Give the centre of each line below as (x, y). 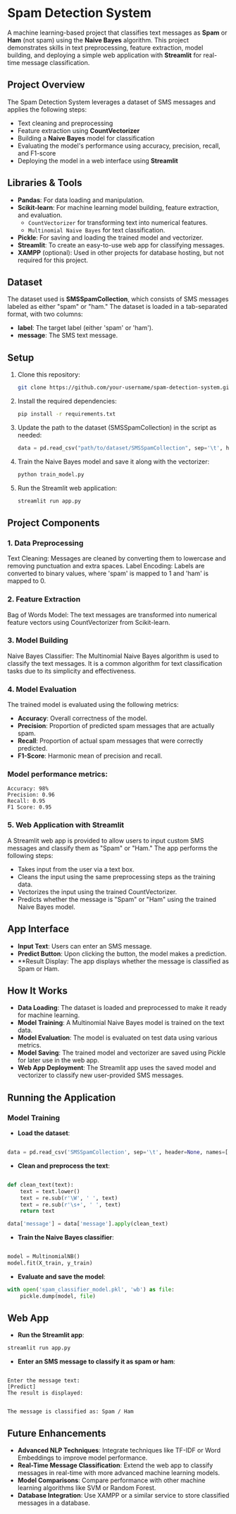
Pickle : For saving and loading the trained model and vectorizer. (110, 237)
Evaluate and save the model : (61, 1277)
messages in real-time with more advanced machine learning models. (119, 1473)
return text (37, 1211)
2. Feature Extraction (44, 599)
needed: (30, 435)
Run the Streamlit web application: (67, 488)
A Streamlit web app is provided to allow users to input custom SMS (106, 840)
